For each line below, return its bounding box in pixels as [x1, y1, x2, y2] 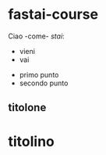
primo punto [19, 70, 59, 79]
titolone [8, 101, 47, 114]
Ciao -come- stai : [8, 31, 65, 41]
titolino [8, 132, 55, 150]
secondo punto [19, 78, 69, 88]
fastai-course [8, 5, 99, 23]
